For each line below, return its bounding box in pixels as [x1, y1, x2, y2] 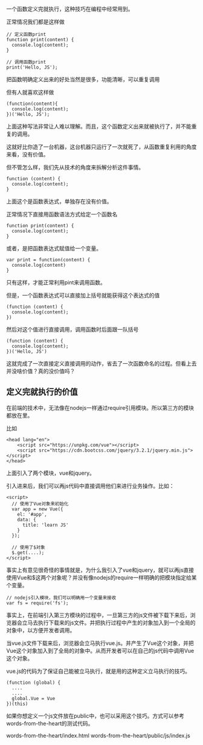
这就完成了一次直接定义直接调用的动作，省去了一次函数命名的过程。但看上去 [6, 360, 197, 367]
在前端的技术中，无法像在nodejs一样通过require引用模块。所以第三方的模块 [6, 404, 195, 411]
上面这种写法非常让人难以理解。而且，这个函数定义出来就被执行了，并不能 [6, 123, 192, 130]
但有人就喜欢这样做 [6, 89, 54, 96]
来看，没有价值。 [6, 151, 49, 158]
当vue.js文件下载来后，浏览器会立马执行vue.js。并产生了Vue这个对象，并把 [6, 639, 195, 647]
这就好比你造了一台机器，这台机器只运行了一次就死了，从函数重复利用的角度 [6, 143, 197, 150]
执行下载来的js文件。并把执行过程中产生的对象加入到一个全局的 [37, 619, 196, 626]
